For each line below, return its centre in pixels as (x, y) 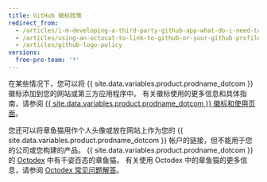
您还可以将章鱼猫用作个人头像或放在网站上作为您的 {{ (96, 130)
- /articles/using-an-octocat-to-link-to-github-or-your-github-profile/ (140, 38)
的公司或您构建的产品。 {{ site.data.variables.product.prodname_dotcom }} (131, 150)
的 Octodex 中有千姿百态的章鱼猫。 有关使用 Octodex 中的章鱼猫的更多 (124, 160)
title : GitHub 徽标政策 (45, 15)
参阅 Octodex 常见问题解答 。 (76, 170)
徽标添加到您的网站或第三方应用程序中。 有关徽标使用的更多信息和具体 (124, 93)
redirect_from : (33, 23)
